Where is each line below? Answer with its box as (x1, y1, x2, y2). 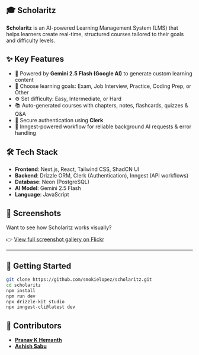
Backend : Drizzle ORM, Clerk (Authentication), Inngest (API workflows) (14, 172, 188, 179)
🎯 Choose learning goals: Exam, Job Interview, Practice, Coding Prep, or (14, 83, 191, 90)
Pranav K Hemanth (14, 337, 62, 344)
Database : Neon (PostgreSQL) (14, 178, 90, 186)
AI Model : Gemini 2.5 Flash (14, 185, 81, 192)
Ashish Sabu (14, 343, 47, 350)
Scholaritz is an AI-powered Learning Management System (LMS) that (6, 24, 179, 31)
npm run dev (6, 293, 36, 299)
